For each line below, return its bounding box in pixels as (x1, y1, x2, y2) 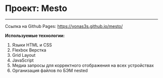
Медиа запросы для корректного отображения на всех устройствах (12, 62, 154, 68)
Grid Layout (12, 52, 35, 58)
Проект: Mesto (5, 3, 67, 14)
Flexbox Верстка (12, 47, 47, 53)
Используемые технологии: (5, 32, 65, 39)
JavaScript (12, 57, 34, 63)
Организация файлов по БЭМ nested (12, 67, 88, 73)
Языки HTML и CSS (12, 42, 52, 48)
